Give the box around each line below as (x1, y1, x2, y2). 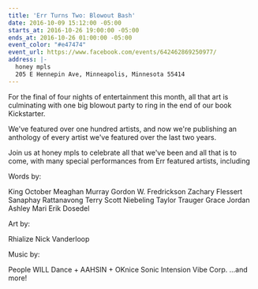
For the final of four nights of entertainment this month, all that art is (8, 92, 229, 101)
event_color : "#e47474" (8, 41, 87, 49)
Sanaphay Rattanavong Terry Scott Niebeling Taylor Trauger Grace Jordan (8, 195, 250, 205)
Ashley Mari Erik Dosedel (8, 203, 90, 213)
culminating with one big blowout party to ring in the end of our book (8, 100, 232, 110)
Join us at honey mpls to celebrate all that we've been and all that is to (8, 148, 237, 157)
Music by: (8, 250, 40, 259)
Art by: (8, 219, 30, 228)
